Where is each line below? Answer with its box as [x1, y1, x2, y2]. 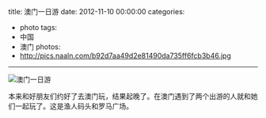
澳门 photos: [19, 42, 61, 51]
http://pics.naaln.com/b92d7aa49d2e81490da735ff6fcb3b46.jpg [19, 51, 231, 60]
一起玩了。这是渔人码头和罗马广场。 [14, 101, 133, 111]
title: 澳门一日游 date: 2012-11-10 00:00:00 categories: [8, 7, 185, 16]
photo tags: [19, 23, 58, 32]
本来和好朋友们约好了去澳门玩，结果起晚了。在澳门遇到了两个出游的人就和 [8, 92, 251, 101]
